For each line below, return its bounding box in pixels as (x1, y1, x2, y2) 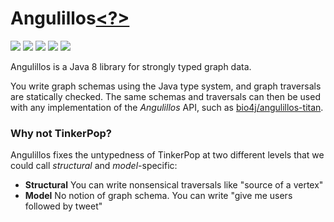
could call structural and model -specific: (10, 160, 178, 172)
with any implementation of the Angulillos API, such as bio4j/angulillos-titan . (10, 101, 324, 113)
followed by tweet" (24, 200, 103, 212)
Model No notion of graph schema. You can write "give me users (24, 190, 293, 202)
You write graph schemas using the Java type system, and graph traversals (10, 80, 322, 92)
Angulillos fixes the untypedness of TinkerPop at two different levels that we (10, 149, 325, 161)
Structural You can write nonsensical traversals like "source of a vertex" (24, 179, 324, 191)
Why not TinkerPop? (10, 126, 112, 140)
